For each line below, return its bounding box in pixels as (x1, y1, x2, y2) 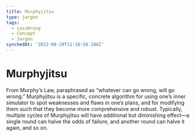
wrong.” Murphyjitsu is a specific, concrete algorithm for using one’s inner (6, 93, 186, 100)
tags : (6, 19, 19, 25)
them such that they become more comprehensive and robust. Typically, (6, 105, 183, 112)
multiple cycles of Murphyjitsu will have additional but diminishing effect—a (6, 112, 190, 119)
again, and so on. (6, 124, 48, 131)
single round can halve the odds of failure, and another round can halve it (6, 118, 185, 125)
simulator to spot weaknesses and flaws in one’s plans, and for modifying (6, 99, 185, 106)
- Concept (11, 31, 35, 37)
